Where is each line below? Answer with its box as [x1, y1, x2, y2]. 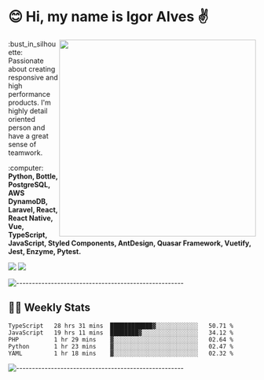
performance [8, 89, 51, 98]
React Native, [8, 213, 53, 223]
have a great [8, 131, 49, 140]
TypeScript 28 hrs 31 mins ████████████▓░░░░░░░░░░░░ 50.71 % [8, 322, 234, 330]
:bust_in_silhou [8, 39, 57, 49]
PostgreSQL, [8, 179, 51, 189]
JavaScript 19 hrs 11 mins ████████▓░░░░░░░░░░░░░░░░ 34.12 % [8, 329, 234, 337]
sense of [8, 139, 37, 149]
